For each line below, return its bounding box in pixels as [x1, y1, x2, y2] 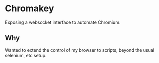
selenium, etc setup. [5, 52, 47, 58]
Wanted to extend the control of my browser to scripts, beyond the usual [5, 47, 155, 53]
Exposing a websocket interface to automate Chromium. [5, 19, 121, 25]
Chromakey [5, 3, 54, 14]
